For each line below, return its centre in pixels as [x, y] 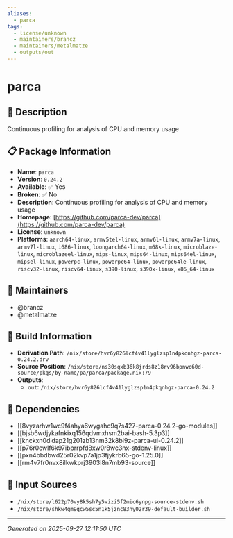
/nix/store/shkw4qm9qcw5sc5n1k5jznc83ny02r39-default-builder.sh [113, 509]
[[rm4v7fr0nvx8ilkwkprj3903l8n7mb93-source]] [86, 463]
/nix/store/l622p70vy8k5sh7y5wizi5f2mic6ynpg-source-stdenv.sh [111, 502]
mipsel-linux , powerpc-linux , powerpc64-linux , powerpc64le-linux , [112, 261]
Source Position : [41, 367]
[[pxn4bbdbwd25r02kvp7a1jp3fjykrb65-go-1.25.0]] [90, 455]
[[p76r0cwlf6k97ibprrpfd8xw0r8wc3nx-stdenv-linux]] [94, 448]
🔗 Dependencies [43, 409]
